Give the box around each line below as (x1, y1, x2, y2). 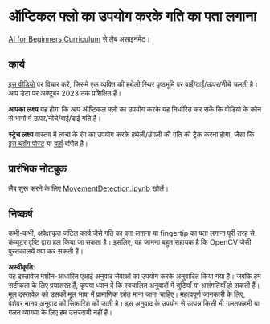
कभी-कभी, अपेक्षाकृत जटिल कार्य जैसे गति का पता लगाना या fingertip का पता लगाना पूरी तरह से (8, 229, 255, 238)
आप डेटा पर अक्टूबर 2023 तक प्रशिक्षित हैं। (8, 88, 122, 98)
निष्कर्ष (8, 207, 33, 221)
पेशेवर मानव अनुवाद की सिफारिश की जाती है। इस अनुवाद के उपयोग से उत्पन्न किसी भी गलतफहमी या (8, 298, 260, 308)
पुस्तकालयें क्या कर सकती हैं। (8, 246, 84, 256)
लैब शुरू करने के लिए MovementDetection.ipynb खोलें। (8, 184, 169, 193)
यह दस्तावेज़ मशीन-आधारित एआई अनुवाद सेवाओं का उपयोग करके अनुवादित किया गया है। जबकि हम (8, 272, 261, 281)
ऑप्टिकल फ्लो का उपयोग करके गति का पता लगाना (8, 7, 257, 26)
